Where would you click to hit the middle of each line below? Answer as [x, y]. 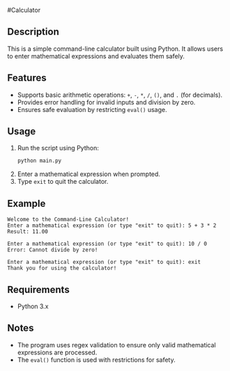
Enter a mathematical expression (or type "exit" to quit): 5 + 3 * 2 [112, 226]
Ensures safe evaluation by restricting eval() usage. [92, 109]
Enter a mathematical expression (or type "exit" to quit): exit [104, 262]
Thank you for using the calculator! [62, 268]
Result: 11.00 [28, 232]
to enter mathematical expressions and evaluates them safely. [96, 56]
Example [26, 204]
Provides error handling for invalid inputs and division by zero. [106, 102]
